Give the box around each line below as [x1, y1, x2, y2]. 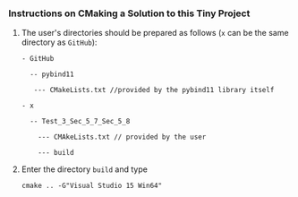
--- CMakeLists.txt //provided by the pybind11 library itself [33, 86, 275, 95]
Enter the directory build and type [21, 164, 149, 175]
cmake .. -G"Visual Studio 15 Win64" [21, 182, 163, 191]
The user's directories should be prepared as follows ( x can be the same [21, 28, 289, 39]
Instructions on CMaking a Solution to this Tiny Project [8, 7, 251, 20]
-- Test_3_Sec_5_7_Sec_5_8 [30, 117, 131, 126]
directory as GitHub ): [21, 37, 98, 47]
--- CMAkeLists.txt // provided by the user [38, 133, 207, 141]
